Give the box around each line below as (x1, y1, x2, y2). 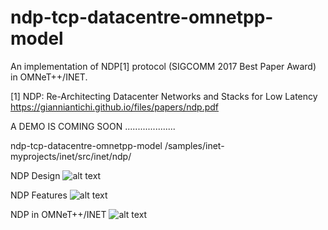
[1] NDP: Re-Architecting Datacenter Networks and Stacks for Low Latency (10, 90, 318, 102)
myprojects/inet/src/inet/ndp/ (10, 150, 132, 162)
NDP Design (10, 169, 61, 181)
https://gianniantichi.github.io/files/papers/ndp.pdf (10, 101, 219, 113)
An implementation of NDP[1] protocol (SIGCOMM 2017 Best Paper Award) (10, 60, 317, 72)
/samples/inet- (164, 139, 225, 151)
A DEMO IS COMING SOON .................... (10, 120, 176, 132)
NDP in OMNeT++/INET (10, 208, 107, 220)
